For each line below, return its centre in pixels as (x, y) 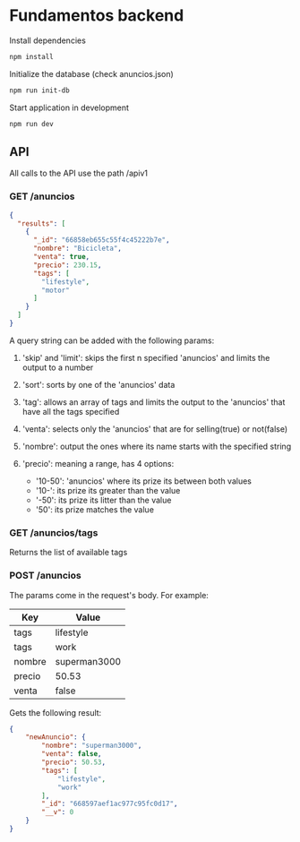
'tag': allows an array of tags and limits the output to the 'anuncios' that (154, 402)
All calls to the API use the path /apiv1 (79, 173)
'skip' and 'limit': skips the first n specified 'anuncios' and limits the (146, 357)
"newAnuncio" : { (56, 737)
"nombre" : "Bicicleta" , (77, 249)
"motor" (56, 290)
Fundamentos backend (97, 16)
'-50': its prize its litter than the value (103, 500)
